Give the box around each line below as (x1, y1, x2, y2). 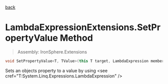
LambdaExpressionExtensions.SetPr (5, 22, 161, 33)
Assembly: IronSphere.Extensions (17, 48, 87, 54)
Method (59, 32, 93, 44)
